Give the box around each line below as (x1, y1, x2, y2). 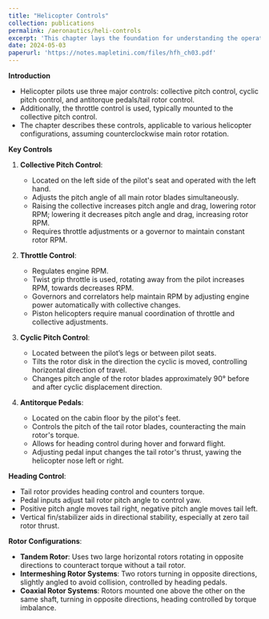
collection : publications (8, 19, 94, 27)
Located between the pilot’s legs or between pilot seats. (31, 348, 217, 357)
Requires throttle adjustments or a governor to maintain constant (31, 227, 246, 236)
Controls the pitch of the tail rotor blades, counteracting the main (31, 422, 247, 431)
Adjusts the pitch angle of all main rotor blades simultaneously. (31, 193, 239, 202)
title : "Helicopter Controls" (8, 11, 110, 20)
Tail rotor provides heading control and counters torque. (19, 487, 205, 496)
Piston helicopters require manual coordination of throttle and (31, 309, 235, 318)
